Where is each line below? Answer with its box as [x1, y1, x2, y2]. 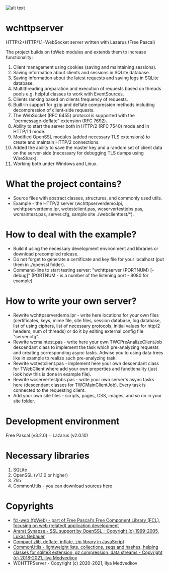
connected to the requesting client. [13, 387, 86, 393]
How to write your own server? [6, 295, 137, 306]
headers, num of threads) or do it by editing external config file [13, 328, 144, 334]
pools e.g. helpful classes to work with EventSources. [13, 91, 124, 97]
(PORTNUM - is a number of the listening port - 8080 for [31, 272, 149, 278]
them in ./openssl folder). [13, 262, 65, 268]
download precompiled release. [13, 250, 79, 257]
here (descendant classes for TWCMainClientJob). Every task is [13, 382, 146, 388]
